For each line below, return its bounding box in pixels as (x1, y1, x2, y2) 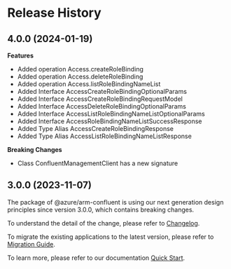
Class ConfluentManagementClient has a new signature (17, 159, 178, 167)
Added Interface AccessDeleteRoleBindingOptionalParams (17, 102, 187, 110)
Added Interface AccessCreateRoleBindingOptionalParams (17, 88, 188, 95)
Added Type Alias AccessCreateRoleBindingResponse (17, 125, 174, 132)
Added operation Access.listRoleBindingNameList (17, 80, 161, 88)
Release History (7, 5, 101, 21)
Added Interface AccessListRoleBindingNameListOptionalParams (17, 110, 205, 118)
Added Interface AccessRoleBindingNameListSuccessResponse (17, 117, 202, 125)
